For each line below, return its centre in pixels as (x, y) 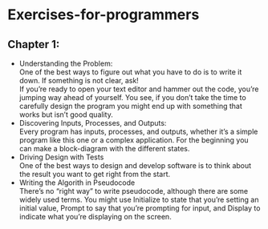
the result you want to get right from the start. (95, 174)
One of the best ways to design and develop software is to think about (135, 165)
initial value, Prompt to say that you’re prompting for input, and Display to (140, 208)
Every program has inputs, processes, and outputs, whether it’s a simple (138, 131)
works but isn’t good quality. (66, 114)
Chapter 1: (34, 44)
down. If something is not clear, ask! (79, 80)
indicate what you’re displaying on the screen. (95, 217)
